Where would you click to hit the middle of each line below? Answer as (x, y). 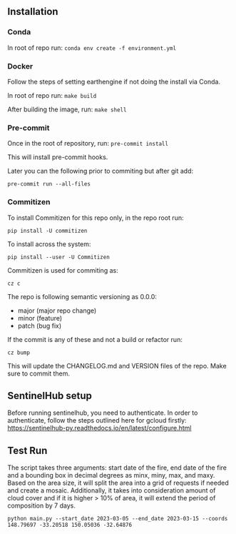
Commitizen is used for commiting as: (63, 270)
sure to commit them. (39, 373)
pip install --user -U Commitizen (59, 257)
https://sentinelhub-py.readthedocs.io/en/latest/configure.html (99, 428)
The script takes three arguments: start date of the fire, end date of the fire (117, 468)
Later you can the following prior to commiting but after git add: (101, 171)
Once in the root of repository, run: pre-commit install (88, 143)
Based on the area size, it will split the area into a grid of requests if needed (118, 483)
